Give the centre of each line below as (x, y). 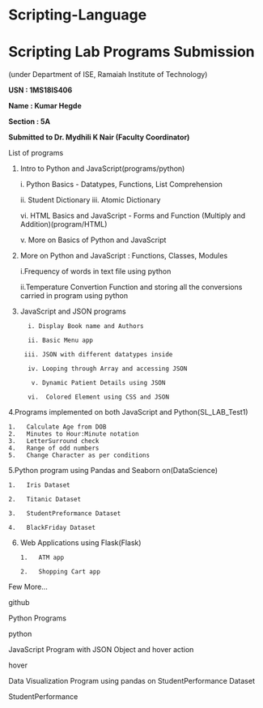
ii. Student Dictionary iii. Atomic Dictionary (90, 200)
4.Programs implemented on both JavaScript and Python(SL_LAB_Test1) (128, 412)
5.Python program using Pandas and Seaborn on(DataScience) (113, 471)
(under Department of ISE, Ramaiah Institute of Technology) (108, 75)
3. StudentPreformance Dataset (65, 514)
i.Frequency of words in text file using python (95, 271)
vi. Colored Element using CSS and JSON (99, 397)
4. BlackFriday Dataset (52, 528)
